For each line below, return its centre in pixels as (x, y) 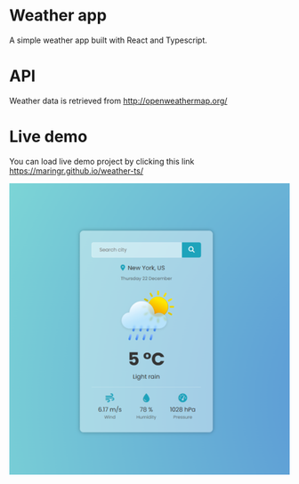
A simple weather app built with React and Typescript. (108, 40)
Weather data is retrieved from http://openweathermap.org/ (118, 101)
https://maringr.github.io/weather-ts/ (77, 171)
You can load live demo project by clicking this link (102, 161)
